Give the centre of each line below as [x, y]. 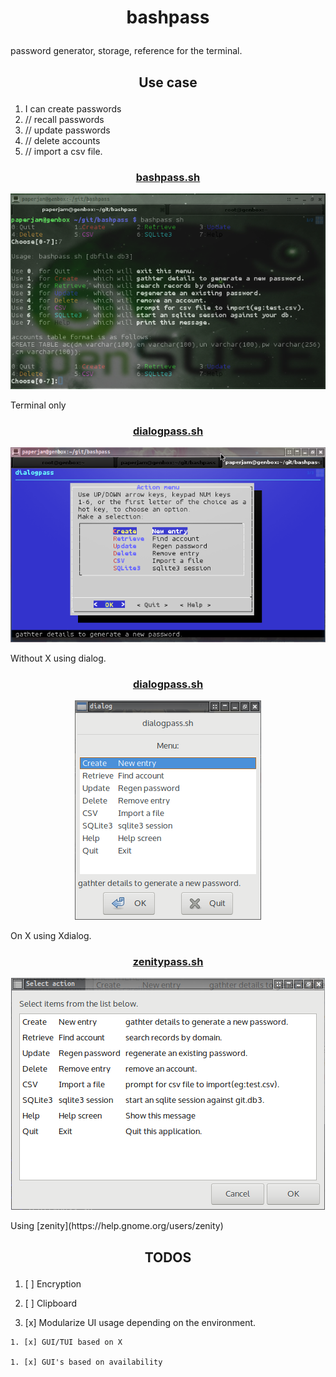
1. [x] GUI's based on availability [86, 1362]
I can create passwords [73, 108]
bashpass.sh [168, 177]
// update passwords [67, 130]
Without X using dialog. [58, 658]
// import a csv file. [63, 151]
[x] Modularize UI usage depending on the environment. [140, 1322]
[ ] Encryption [53, 1283]
